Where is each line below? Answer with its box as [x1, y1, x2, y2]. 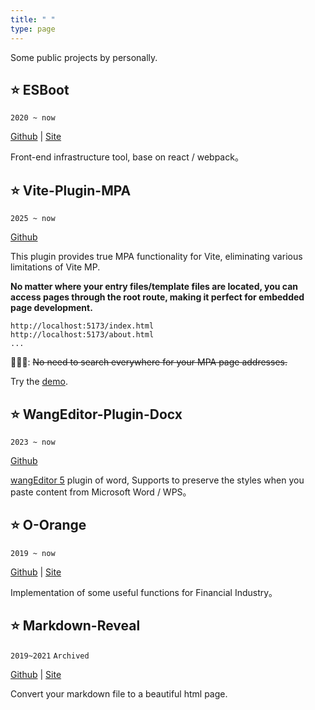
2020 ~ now [10, 113, 56, 123]
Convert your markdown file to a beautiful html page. [10, 687, 228, 700]
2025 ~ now [10, 214, 56, 224]
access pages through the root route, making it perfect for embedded [10, 291, 305, 303]
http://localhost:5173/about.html [10, 330, 155, 340]
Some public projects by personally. [10, 51, 158, 63]
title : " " [10, 14, 56, 25]
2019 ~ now [10, 548, 56, 558]
